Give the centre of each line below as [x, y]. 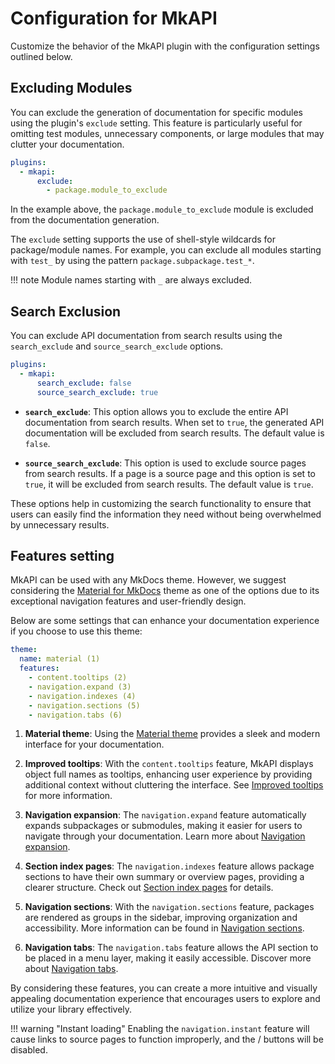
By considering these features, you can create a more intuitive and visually [164, 988]
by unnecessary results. [60, 524]
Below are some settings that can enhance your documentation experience [165, 621]
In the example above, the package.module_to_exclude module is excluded [162, 209]
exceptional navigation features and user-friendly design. [128, 601]
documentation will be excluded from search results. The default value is [174, 433]
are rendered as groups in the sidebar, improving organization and [161, 918]
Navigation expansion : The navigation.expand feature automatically [165, 815]
